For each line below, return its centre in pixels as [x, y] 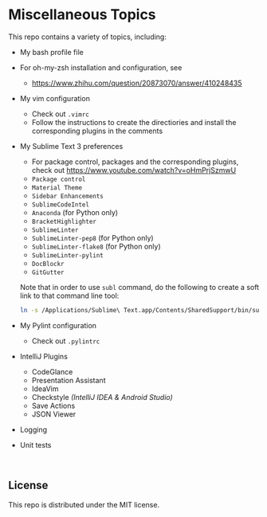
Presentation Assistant [69, 380]
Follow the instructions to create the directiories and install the [134, 122]
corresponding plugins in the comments [97, 131]
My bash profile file [51, 52]
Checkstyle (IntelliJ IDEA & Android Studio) [102, 397]
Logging [33, 429]
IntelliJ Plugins [43, 356]
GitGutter [48, 272]
